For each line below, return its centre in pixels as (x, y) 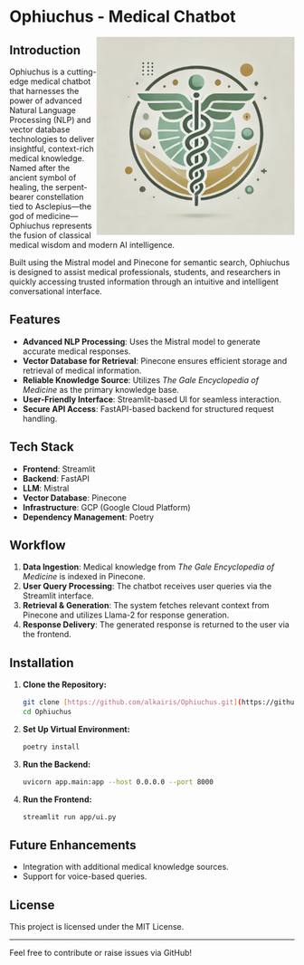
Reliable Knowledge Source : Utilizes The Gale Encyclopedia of (141, 380)
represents (72, 225)
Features (35, 320)
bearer (22, 197)
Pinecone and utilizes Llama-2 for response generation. (126, 615)
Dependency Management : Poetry (88, 517)
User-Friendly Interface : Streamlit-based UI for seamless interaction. (152, 399)
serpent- (71, 187)
